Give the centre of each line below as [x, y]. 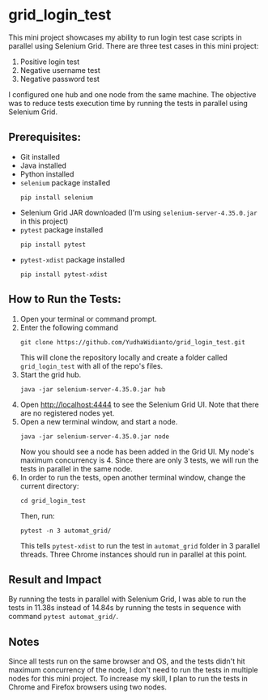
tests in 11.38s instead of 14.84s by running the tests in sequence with [125, 608]
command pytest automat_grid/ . [64, 617]
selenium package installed [65, 182]
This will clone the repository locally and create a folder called [124, 357]
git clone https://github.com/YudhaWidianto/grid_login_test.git [132, 342]
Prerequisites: [45, 137]
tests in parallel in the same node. [76, 468]
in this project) [44, 221]
